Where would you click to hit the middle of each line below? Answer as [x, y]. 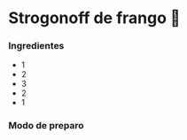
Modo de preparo [47, 126]
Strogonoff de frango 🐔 [94, 18]
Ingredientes [36, 46]
